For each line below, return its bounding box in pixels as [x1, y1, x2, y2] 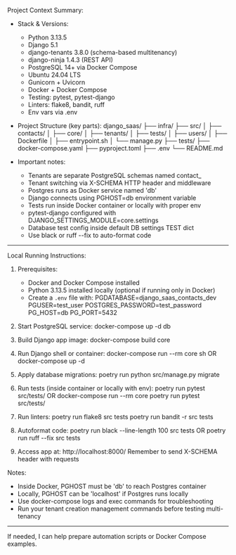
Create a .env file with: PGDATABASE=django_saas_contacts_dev [27, 293, 217, 302]
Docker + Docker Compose [27, 86, 107, 94]
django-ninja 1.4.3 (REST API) [27, 56, 114, 64]
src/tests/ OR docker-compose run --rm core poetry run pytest [17, 392, 200, 400]
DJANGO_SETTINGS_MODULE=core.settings [27, 216, 159, 224]
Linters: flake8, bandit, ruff [27, 101, 105, 108]
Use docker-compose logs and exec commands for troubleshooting [17, 497, 214, 505]
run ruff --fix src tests [17, 434, 81, 442]
